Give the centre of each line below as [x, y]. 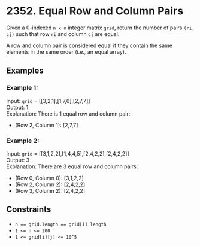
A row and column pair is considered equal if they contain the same [89, 45]
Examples [25, 71]
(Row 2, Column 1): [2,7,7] [46, 125]
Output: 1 [17, 107]
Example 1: [22, 88]
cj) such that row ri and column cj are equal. [63, 34]
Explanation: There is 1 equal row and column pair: [68, 113]
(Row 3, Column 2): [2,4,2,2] [50, 190]
